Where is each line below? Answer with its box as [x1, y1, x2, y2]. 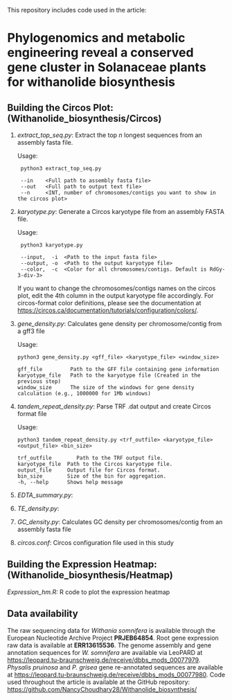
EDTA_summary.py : [17, 491, 73, 499]
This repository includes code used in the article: [7, 6, 147, 14]
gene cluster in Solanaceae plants [7, 60, 206, 75]
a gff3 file [17, 327, 45, 335]
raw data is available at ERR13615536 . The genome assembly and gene [7, 640, 212, 649]
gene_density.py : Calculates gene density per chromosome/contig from [17, 320, 222, 327]
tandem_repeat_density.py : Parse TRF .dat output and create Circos [17, 402, 211, 411]
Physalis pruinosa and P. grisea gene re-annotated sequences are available [7, 663, 224, 671]
